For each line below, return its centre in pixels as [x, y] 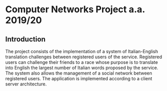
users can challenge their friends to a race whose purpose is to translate [82, 62]
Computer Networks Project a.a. [75, 9]
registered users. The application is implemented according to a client [79, 78]
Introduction [26, 39]
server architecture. [26, 84]
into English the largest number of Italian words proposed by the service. [82, 68]
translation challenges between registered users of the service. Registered [84, 57]
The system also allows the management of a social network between [79, 73]
